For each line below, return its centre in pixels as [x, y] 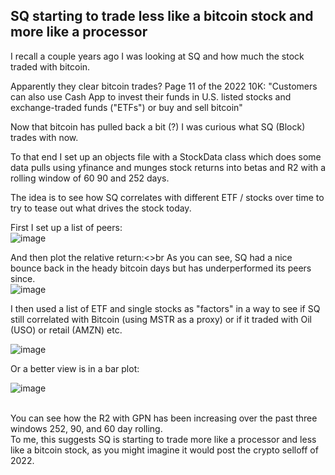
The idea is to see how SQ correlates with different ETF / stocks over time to [167, 197]
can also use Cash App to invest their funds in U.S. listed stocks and [151, 96]
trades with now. [44, 137]
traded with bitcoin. [50, 66]
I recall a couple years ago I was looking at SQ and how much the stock [157, 56]
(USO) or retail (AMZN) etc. [66, 330]
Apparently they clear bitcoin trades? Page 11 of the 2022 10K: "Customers [164, 86]
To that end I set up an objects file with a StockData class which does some [166, 156]
